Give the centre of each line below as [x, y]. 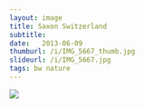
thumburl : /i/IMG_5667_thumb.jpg [72, 52]
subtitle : [28, 34]
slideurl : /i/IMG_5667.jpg [60, 60]
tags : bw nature [40, 69]
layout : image [36, 18]
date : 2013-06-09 [46, 43]
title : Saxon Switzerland [58, 26]
